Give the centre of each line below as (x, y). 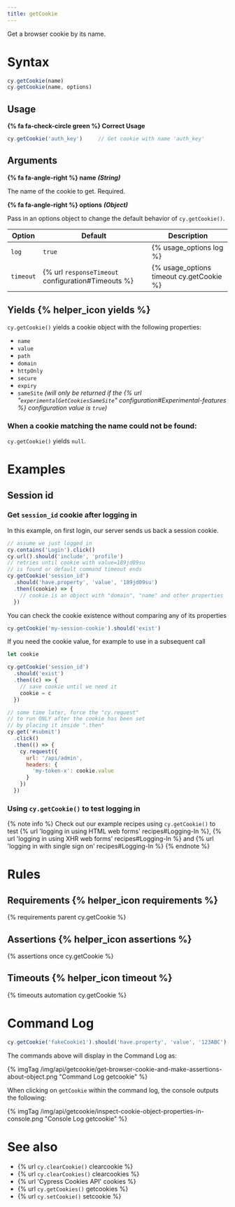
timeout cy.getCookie (187, 276)
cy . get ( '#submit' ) (34, 732)
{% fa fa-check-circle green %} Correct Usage (76, 126)
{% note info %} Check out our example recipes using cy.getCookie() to (111, 824)
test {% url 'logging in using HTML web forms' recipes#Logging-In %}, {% (114, 831)
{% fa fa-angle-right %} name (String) (64, 177)
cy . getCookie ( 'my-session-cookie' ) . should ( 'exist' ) (84, 628)
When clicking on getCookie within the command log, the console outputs (113, 1090)
